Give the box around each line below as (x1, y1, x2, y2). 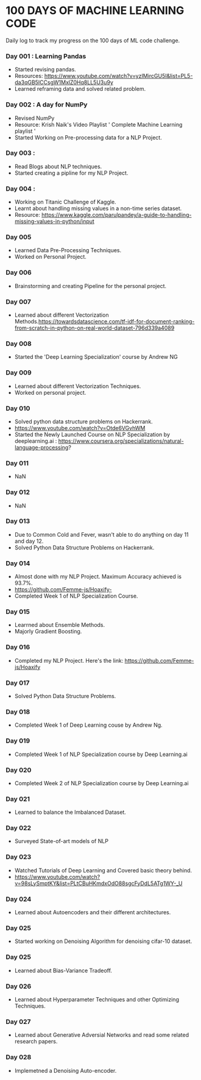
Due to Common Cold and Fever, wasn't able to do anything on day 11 (14, 531, 189, 538)
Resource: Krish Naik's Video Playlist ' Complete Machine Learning (14, 121, 183, 128)
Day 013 (5, 517, 30, 526)
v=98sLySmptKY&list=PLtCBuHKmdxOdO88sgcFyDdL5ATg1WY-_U (14, 880, 183, 887)
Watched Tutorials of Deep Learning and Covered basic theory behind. (14, 866, 192, 874)
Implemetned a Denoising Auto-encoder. (14, 1067, 117, 1074)
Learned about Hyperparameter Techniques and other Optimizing (14, 995, 179, 1003)
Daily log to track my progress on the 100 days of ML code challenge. (5, 37, 180, 44)
